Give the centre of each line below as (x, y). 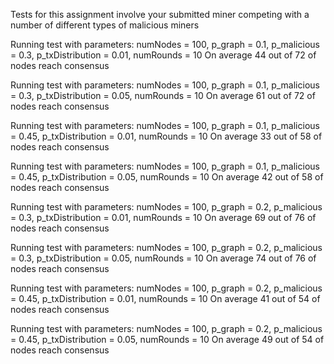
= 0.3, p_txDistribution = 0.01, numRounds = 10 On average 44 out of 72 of (163, 55)
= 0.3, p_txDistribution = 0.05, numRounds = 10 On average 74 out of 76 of (163, 258)
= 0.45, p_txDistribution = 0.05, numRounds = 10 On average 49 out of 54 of (167, 339)
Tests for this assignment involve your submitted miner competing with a (160, 14)
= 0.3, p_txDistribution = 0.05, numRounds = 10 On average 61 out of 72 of (163, 95)
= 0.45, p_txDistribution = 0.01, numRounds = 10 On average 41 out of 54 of (165, 298)
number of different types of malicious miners (105, 25)
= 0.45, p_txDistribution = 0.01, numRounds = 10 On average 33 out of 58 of (166, 136)
